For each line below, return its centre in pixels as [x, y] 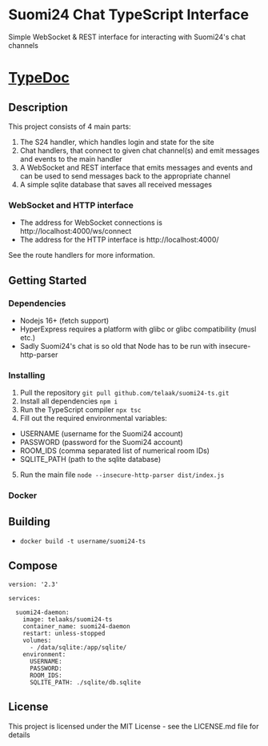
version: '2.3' [34, 584]
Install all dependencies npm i [69, 401]
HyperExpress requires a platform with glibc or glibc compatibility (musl [138, 329]
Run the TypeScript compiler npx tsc [80, 410]
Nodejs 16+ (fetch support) [64, 320]
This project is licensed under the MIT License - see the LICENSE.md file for [134, 726]
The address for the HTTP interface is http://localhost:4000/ [119, 240]
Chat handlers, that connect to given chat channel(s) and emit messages [140, 150]
